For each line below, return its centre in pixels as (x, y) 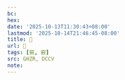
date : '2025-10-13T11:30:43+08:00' (59, 26)
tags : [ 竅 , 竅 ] (28, 53)
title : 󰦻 (20, 40)
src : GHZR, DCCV (31, 59)
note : (15, 65)
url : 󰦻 (17, 46)
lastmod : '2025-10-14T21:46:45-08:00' (64, 33)
